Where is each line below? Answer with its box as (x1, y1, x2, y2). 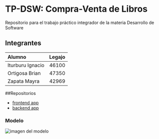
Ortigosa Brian (7, 69, 41, 76)
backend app (12, 105, 39, 111)
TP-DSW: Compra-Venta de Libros (5, 3, 148, 15)
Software (5, 24, 24, 30)
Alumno (7, 53, 26, 60)
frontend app (12, 99, 39, 106)
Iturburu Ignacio (7, 62, 45, 69)
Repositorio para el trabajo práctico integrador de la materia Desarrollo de (5, 20, 155, 25)
